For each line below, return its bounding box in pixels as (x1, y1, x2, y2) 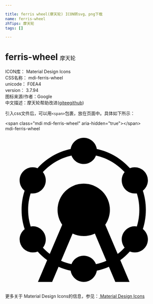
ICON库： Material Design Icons (5, 68, 71, 75)
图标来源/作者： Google (5, 93, 52, 100)
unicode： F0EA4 (5, 81, 41, 87)
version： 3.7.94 (5, 87, 39, 93)
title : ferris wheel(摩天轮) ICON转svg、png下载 (5, 11, 103, 16)
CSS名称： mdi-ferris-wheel (5, 75, 63, 81)
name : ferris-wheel (5, 16, 46, 21)
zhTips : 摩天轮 (5, 21, 34, 26)
